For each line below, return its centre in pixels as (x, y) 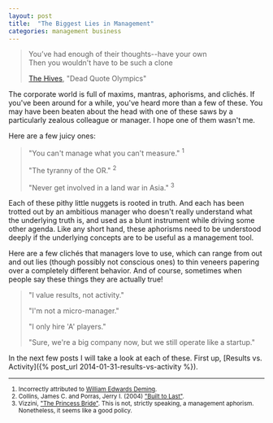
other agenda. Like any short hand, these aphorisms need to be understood (135, 229)
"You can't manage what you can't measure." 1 (106, 153)
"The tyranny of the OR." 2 (72, 170)
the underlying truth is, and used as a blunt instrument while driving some (132, 220)
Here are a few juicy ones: (52, 136)
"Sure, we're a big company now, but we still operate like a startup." (142, 342)
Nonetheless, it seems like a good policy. (75, 411)
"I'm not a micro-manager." (74, 311)
